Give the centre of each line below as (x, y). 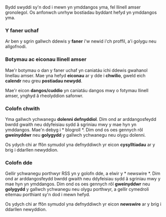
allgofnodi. (16, 47)
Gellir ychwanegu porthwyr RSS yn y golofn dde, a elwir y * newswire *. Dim (83, 173)
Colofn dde (19, 163)
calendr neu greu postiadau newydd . (44, 81)
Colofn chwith (23, 108)
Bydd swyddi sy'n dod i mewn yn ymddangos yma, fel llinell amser (73, 7)
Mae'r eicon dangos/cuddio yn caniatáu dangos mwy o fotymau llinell (77, 90)
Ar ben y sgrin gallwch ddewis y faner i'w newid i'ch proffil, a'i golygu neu (81, 41)
